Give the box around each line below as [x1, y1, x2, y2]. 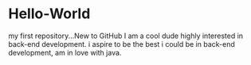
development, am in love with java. [8, 48, 122, 57]
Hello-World [8, 5, 91, 23]
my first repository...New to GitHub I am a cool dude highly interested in [8, 31, 244, 40]
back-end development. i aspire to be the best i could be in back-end [8, 39, 235, 48]
